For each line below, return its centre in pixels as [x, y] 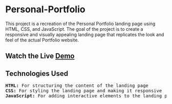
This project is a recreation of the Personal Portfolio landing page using [80, 24]
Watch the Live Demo [40, 56]
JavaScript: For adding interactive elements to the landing [84, 96]
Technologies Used [37, 74]
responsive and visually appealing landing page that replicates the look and [85, 34]
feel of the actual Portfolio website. [42, 40]
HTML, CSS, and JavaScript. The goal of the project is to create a [74, 29]
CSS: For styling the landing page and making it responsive [84, 91]
